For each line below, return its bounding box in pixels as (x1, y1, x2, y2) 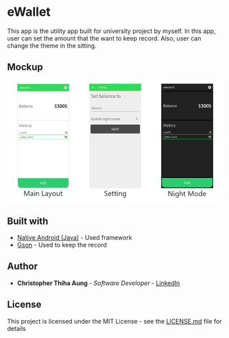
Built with (7, 215, 49, 227)
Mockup (7, 61, 43, 73)
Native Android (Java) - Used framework (16, 233, 132, 241)
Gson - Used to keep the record (16, 240, 108, 249)
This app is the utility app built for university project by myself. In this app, (7, 27, 216, 35)
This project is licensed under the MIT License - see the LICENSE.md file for (7, 317, 222, 325)
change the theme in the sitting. (7, 41, 97, 49)
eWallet (7, 4, 51, 20)
